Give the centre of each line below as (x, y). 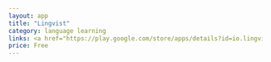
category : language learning (57, 31)
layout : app (28, 16)
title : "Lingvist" (39, 23)
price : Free (28, 46)
